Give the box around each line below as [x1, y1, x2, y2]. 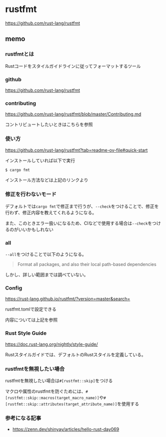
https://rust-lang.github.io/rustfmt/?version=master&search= [5, 296, 130, 302]
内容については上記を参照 [5, 317, 58, 323]
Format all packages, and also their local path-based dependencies [17, 261, 156, 267]
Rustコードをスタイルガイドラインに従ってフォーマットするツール [5, 63, 141, 69]
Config [5, 284, 22, 292]
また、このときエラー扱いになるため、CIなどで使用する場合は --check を [5, 220, 152, 226]
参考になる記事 [5, 414, 41, 421]
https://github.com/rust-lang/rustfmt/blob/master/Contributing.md [5, 111, 141, 117]
